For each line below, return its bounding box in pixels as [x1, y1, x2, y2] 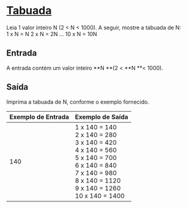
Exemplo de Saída [75, 112, 128, 121]
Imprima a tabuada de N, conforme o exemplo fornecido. [6, 98, 150, 106]
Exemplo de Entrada [9, 112, 69, 121]
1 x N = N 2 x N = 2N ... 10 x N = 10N [6, 30, 97, 37]
